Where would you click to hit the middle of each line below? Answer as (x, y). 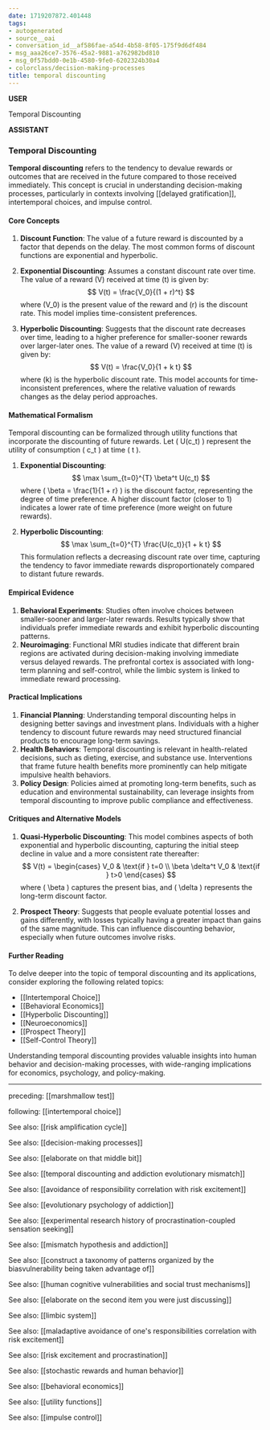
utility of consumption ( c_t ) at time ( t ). (75, 450)
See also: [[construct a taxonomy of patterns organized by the (111, 1260)
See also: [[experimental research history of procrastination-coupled (122, 1221)
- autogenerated (35, 31)
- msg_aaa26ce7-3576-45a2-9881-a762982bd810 (84, 53)
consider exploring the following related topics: (86, 982)
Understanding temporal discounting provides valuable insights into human (133, 1056)
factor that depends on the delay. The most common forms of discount (137, 247)
